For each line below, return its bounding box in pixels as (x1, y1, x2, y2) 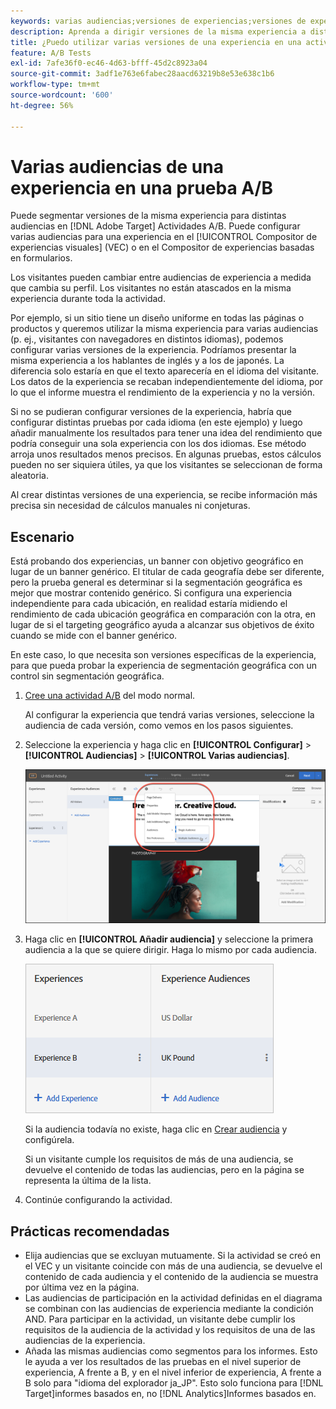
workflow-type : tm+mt (10, 80, 101, 90)
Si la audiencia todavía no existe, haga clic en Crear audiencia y (24, 1123, 288, 1135)
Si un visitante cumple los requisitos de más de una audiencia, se (24, 1153, 294, 1165)
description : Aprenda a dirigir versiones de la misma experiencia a (10, 26, 307, 37)
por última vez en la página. (24, 1281, 140, 1294)
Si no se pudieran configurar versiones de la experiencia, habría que (10, 406, 292, 418)
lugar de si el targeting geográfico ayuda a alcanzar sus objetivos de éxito (10, 619, 315, 631)
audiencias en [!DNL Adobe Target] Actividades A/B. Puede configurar (10, 220, 301, 232)
